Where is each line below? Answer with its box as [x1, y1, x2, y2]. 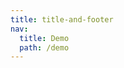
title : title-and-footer [10, 14, 114, 25]
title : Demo [19, 33, 70, 43]
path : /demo [19, 42, 70, 53]
